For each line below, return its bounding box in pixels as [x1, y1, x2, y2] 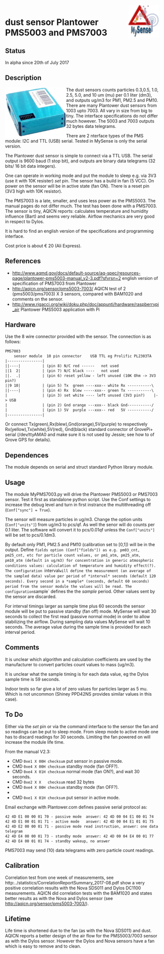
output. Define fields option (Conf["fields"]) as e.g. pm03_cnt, [5, 547, 140, 553]
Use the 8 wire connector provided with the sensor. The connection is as [5, 333, 151, 340]
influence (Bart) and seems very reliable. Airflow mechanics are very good [5, 213, 155, 219]
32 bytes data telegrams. [66, 123, 116, 129]
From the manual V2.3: [5, 749, 51, 754]
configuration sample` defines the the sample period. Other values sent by [5, 588, 155, 595]
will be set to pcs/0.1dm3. [5, 532, 56, 538]
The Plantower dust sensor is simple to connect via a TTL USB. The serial [5, 152, 153, 158]
